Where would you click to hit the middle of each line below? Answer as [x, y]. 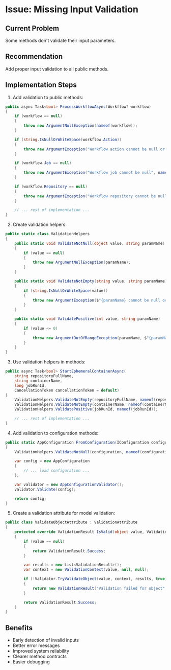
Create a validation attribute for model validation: [64, 513]
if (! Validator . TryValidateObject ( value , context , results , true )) [96, 579]
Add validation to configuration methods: [55, 433]
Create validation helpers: [40, 225]
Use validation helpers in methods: [49, 362]
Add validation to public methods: [48, 97]
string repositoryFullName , [44, 376]
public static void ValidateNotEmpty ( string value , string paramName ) [91, 281]
